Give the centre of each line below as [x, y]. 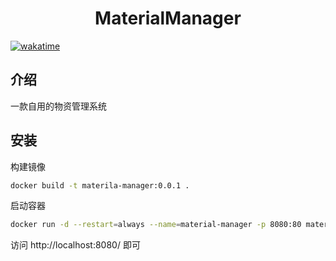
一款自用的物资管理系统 [58, 106]
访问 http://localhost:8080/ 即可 [75, 245]
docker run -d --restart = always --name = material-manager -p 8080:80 [156, 225]
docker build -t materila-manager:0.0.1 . [100, 185]
